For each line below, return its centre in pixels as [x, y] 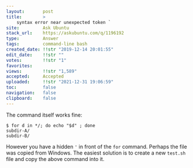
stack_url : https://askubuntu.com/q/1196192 [65, 33]
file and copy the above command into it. [55, 159]
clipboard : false [31, 98]
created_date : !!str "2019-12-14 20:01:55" [60, 50]
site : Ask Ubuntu [37, 28]
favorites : [19, 66]
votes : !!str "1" [36, 60]
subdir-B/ [18, 136]
